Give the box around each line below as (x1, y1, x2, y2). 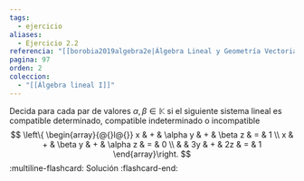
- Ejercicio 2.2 (17, 38, 79, 48)
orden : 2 (9, 64, 43, 73)
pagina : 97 (9, 55, 51, 64)
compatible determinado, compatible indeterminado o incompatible (9, 115, 261, 126)
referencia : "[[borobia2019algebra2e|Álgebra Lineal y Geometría (9, 47, 261, 56)
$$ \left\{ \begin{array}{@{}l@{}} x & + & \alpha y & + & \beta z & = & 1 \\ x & (10, 129, 294, 140)
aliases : (9, 30, 43, 39)
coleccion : (9, 72, 51, 81)
